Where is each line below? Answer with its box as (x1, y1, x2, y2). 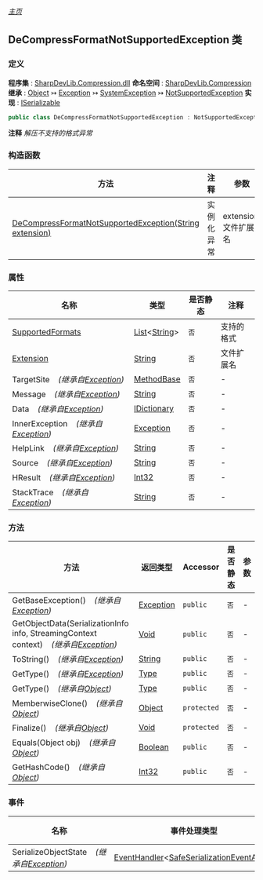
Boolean (138, 742, 170, 753)
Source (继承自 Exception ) (12, 457, 113, 468)
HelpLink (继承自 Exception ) (12, 443, 120, 454)
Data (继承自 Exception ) (12, 403, 104, 414)
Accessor (182, 561, 220, 572)
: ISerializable (16, 97, 60, 107)
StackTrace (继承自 (12, 487, 88, 498)
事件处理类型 (170, 825, 218, 836)
